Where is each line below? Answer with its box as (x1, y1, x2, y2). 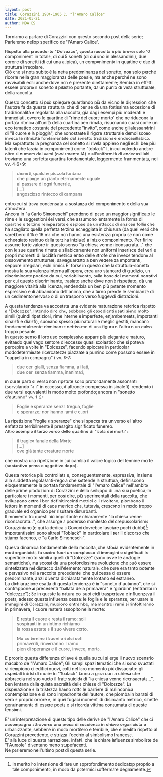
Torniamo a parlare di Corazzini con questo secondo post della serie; (5, 34, 143, 40)
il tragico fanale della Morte (16, 438, 72, 444)
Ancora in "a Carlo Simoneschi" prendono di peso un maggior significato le (5, 211, 155, 217)
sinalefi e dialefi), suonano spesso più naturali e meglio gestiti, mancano (5, 319, 149, 325)
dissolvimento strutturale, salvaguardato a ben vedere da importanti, (5, 258, 142, 263)
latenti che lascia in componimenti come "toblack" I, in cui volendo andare (5, 146, 153, 152)
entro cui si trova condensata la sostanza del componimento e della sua (5, 201, 148, 207)
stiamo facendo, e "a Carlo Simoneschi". (5, 535, 86, 541)
